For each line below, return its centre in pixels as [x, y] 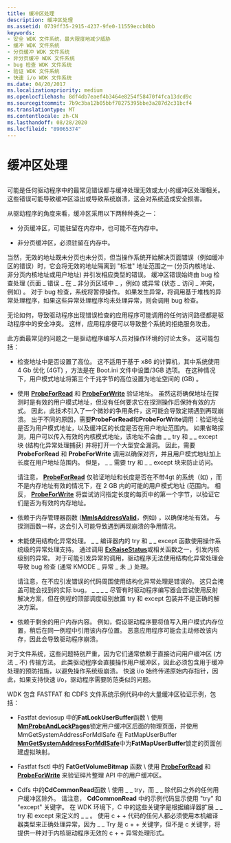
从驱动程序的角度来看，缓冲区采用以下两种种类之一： [82, 213]
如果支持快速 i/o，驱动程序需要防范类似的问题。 [87, 679]
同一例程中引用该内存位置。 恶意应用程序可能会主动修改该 [129, 630]
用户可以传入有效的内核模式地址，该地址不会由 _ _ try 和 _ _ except [123, 436]
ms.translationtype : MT [41, 110]
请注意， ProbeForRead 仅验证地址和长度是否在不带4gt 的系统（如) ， [117, 477]
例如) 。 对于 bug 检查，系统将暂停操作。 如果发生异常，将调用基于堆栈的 [111, 292]
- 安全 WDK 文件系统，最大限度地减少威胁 [59, 39]
